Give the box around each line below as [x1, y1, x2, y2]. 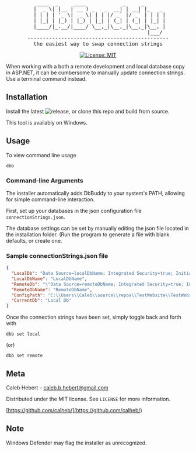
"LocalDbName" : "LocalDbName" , [11, 275, 87, 282]
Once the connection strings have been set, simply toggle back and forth [6, 313, 182, 321]
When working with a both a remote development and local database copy [6, 63, 185, 70]
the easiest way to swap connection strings [33, 41, 163, 47]
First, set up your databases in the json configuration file [6, 207, 142, 214]
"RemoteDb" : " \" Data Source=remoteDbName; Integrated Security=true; [11, 281, 184, 287]
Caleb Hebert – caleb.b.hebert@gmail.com [6, 384, 109, 391]
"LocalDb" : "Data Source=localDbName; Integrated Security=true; [11, 271, 174, 277]
